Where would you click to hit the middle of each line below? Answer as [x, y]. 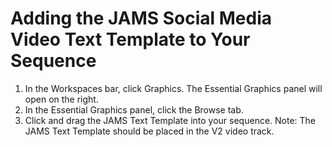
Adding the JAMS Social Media [141, 18]
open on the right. [61, 99]
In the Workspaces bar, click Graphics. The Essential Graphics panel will [173, 88]
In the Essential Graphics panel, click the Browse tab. [134, 109]
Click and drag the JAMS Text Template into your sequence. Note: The [170, 120]
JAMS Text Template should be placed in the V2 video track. [149, 131]
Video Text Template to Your [130, 39]
